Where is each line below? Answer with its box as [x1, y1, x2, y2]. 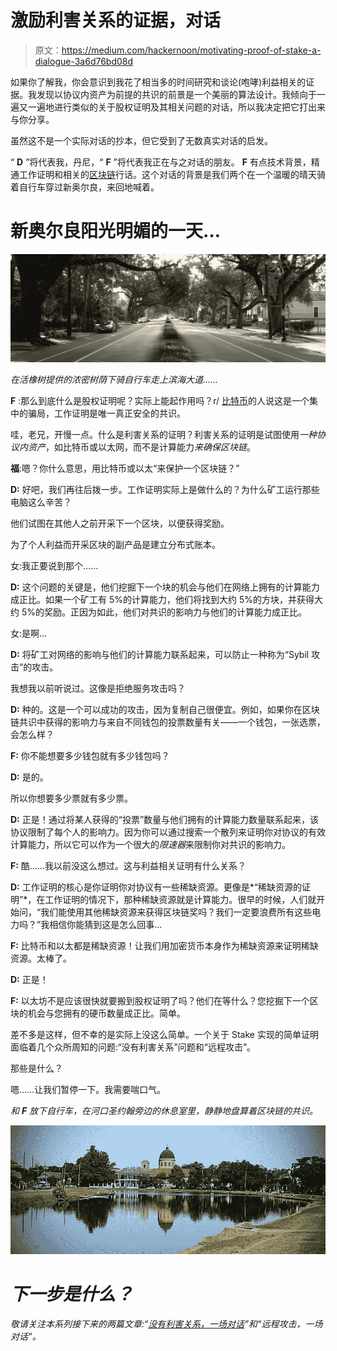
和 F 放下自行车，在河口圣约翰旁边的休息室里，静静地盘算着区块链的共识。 [10, 1104, 319, 1116]
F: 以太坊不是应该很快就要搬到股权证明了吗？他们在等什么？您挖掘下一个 [10, 994, 310, 1006]
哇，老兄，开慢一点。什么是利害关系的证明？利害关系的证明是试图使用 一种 [10, 428, 317, 440]
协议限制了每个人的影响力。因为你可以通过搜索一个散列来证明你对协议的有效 [10, 826, 326, 838]
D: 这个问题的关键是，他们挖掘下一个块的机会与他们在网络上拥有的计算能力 [10, 581, 320, 593]
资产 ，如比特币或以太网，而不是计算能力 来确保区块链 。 [27, 441, 256, 453]
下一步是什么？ [10, 1282, 134, 1305]
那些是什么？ [10, 1062, 63, 1074]
